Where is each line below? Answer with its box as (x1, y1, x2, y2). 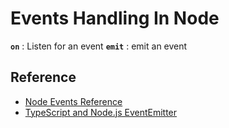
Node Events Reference (24, 95, 123, 107)
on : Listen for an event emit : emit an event (10, 40, 188, 52)
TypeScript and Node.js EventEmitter (24, 106, 178, 118)
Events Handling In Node (10, 7, 220, 30)
